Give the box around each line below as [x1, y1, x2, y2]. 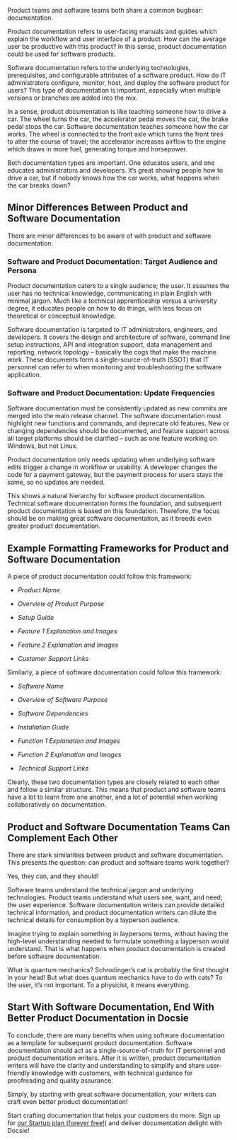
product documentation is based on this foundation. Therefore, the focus [7, 507, 220, 515]
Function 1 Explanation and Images [17, 737, 120, 745]
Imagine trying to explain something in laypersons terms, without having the [7, 930, 229, 938]
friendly [7, 1069, 30, 1077]
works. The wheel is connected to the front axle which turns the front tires [7, 130, 224, 138]
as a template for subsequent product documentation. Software [7, 1038, 193, 1047]
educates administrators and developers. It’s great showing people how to [7, 166, 224, 174]
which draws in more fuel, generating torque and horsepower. [7, 145, 187, 153]
